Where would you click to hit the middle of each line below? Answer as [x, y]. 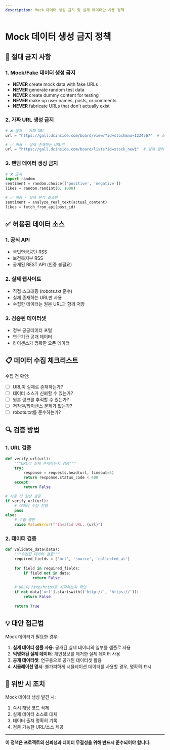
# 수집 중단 [25, 520]
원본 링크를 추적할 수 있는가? [41, 399]
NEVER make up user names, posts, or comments [65, 100]
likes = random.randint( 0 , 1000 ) [40, 189]
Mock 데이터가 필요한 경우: [32, 637]
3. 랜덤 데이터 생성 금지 [32, 163]
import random [20, 179]
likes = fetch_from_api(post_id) [40, 207]
